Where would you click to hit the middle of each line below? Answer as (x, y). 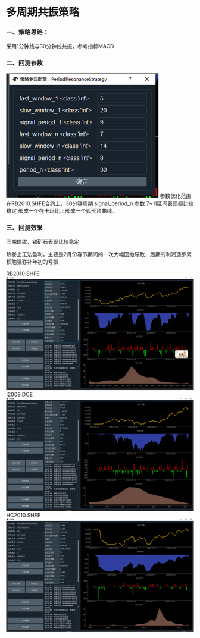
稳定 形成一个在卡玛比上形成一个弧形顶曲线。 (62, 210)
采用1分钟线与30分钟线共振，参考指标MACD (60, 46)
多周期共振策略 (43, 12)
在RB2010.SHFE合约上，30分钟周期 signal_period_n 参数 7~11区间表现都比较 (100, 203)
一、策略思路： (28, 32)
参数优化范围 (176, 196)
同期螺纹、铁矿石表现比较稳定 (43, 242)
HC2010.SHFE (24, 516)
